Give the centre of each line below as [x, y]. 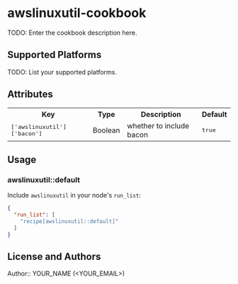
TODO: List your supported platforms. [62, 72]
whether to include [158, 125]
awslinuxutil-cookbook [77, 13]
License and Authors [54, 257]
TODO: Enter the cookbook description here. [72, 33]
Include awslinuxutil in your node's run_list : [74, 195]
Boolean [106, 130]
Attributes [30, 95]
